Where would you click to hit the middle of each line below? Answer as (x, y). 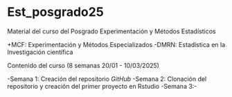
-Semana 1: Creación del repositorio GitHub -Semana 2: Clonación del (107, 79)
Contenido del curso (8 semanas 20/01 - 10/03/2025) (83, 65)
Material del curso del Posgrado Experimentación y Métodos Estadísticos (111, 31)
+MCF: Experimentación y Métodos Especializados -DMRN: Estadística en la (116, 44)
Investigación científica (40, 52)
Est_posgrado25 (55, 12)
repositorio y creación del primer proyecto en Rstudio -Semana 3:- (102, 86)
